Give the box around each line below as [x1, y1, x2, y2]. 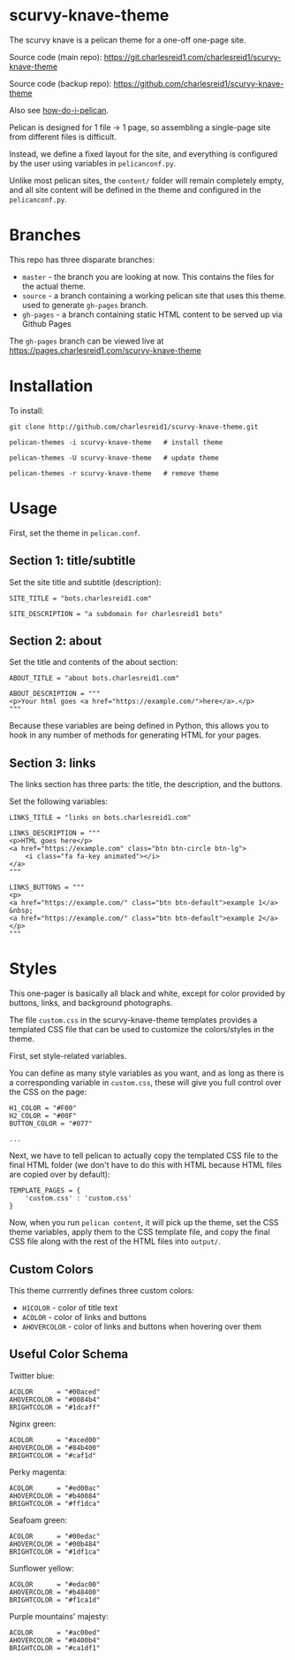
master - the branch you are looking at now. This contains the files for [21, 271, 275, 282]
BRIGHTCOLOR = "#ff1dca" [9, 1499, 101, 1508]
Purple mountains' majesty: [9, 1610, 109, 1621]
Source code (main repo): [9, 51, 102, 62]
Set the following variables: [9, 796, 109, 807]
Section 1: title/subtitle [9, 553, 136, 568]
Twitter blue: [9, 1370, 55, 1381]
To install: [9, 405, 44, 416]
